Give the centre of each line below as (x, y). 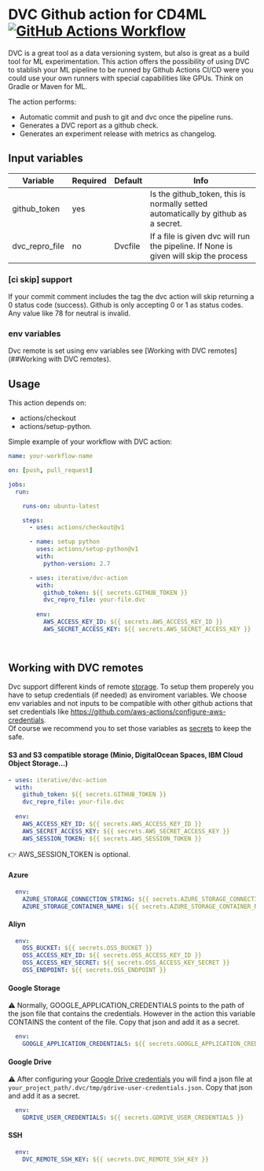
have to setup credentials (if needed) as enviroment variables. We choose (128, 695)
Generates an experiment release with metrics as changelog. (118, 133)
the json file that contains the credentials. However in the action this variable (132, 1014)
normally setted (179, 204)
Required (90, 180)
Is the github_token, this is (198, 194)
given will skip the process (199, 256)
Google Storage (34, 988)
